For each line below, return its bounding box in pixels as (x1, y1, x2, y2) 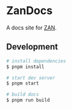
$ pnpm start (6, 80, 39, 86)
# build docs (6, 91, 39, 98)
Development (6, 42, 59, 52)
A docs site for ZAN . (6, 24, 57, 31)
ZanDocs (6, 4, 53, 18)
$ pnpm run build (6, 97, 50, 103)
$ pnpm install (6, 64, 45, 70)
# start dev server (6, 75, 56, 81)
